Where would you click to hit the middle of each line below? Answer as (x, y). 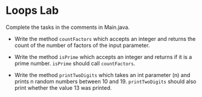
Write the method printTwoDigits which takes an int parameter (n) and (102, 75)
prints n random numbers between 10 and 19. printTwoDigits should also (105, 81)
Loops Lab (32, 11)
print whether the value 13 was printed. (63, 87)
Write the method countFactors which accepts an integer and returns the (105, 39)
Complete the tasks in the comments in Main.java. (68, 27)
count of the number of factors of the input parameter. (82, 45)
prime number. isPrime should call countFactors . (75, 63)
